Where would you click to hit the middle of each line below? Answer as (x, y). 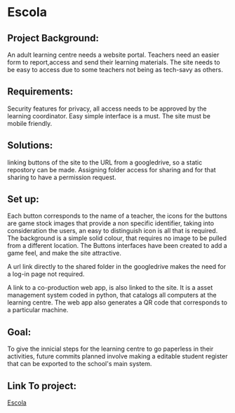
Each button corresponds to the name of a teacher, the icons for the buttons (117, 216)
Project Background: (53, 38)
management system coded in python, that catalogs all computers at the (112, 295)
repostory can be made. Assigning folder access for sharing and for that (112, 169)
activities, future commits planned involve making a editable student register (117, 356)
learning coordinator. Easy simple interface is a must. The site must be (109, 115)
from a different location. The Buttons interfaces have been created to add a (117, 246)
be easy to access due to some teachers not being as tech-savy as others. (115, 70)
